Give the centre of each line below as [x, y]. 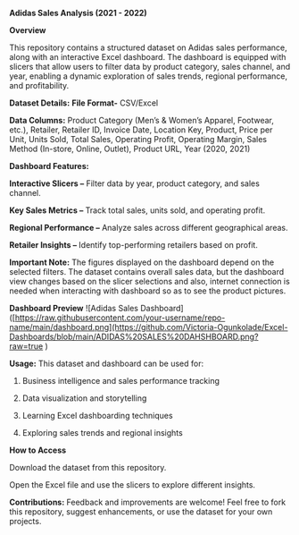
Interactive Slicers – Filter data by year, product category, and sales [135, 183]
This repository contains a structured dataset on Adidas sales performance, [148, 47]
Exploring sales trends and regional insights [102, 433]
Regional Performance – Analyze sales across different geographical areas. [149, 228]
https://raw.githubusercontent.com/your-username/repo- [120, 318]
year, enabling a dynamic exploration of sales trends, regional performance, [149, 76]
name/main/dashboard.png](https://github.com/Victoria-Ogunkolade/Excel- [149, 327]
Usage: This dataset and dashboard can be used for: [107, 363]
